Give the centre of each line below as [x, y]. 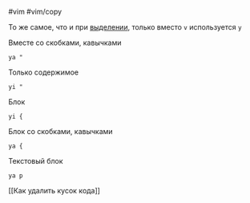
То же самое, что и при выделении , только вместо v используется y [125, 27]
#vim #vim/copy [35, 12]
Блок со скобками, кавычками [61, 131]
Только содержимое [43, 72]
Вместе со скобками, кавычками [65, 43]
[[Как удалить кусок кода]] [54, 191]
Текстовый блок [36, 161]
